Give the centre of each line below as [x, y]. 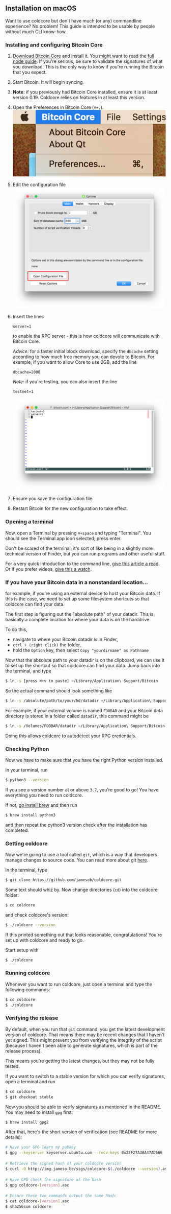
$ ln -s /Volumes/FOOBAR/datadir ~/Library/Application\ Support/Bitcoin [85, 726]
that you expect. [30, 72]
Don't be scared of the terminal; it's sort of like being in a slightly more [79, 548]
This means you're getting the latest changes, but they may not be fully [80, 1061]
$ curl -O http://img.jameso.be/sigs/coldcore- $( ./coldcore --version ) [83, 1169]
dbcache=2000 [26, 372]
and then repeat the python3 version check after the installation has [76, 825]
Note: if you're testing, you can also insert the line [65, 381]
